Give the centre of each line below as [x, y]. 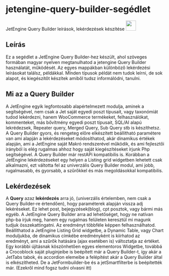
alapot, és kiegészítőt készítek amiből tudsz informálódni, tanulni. [73, 78]
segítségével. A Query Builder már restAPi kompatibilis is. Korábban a [78, 154]
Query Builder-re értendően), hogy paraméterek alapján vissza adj [74, 204]
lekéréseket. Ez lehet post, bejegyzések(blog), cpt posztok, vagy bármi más [84, 209]
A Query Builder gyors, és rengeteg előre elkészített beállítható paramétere [83, 133]
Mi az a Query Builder [40, 94]
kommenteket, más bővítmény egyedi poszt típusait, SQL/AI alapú [74, 122]
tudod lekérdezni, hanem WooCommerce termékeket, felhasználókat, [77, 117]
